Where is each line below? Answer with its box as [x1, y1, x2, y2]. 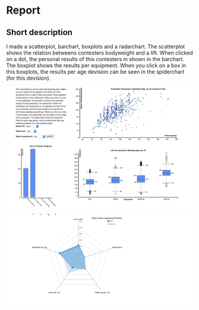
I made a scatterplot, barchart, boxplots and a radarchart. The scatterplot [6, 43, 185, 50]
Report [6, 4, 40, 17]
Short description [6, 27, 73, 37]
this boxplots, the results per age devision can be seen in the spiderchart [6, 68, 185, 75]
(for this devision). [6, 75, 51, 81]
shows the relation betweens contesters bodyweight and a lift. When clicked [6, 49, 193, 56]
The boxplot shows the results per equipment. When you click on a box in [6, 62, 186, 69]
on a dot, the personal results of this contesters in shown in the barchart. [6, 56, 184, 62]
